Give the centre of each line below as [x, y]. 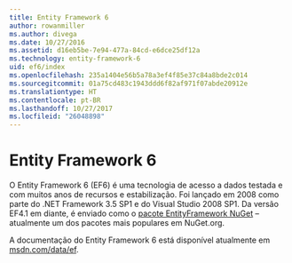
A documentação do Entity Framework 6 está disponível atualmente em [140, 240]
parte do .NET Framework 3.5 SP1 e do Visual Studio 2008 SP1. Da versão [144, 204]
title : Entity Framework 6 [59, 17]
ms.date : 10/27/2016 [47, 42]
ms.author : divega [43, 34]
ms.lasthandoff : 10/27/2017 [61, 108]
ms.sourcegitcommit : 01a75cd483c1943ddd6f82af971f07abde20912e [129, 84]
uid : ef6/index [37, 68]
